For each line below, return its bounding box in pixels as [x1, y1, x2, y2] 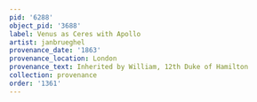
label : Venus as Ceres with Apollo [9, 29, 141, 38]
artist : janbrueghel [9, 37, 86, 47]
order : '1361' [9, 79, 62, 88]
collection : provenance [9, 71, 98, 80]
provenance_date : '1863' [9, 46, 101, 55]
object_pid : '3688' [9, 21, 82, 30]
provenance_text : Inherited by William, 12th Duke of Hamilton [9, 63, 249, 72]
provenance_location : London [9, 54, 117, 63]
